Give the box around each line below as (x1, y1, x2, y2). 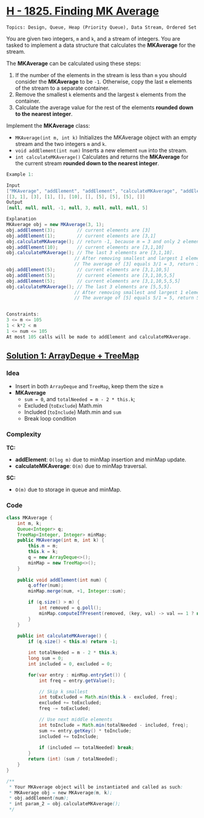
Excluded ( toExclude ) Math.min (24, 402, 103, 410)
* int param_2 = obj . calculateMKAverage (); (8, 801, 121, 807)
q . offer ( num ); (28, 582, 64, 589)
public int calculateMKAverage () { (17, 633, 107, 639)
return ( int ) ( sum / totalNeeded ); (28, 756, 118, 762)
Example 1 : (6, 171, 34, 177)
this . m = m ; (28, 543, 59, 549)
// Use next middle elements (38, 717, 113, 723)
